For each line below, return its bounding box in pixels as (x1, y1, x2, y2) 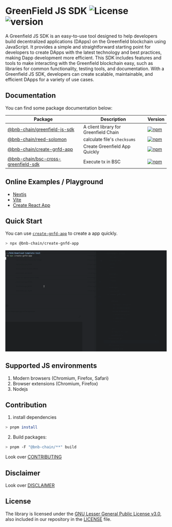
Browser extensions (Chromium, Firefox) (12, 380, 98, 386)
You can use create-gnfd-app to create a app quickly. (5, 230, 118, 236)
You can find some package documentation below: (5, 105, 113, 111)
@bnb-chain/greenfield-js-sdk (7, 126, 75, 133)
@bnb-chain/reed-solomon (7, 136, 67, 142)
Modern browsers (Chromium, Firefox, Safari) (12, 375, 109, 381)
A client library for (83, 123, 121, 130)
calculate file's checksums (83, 136, 136, 142)
